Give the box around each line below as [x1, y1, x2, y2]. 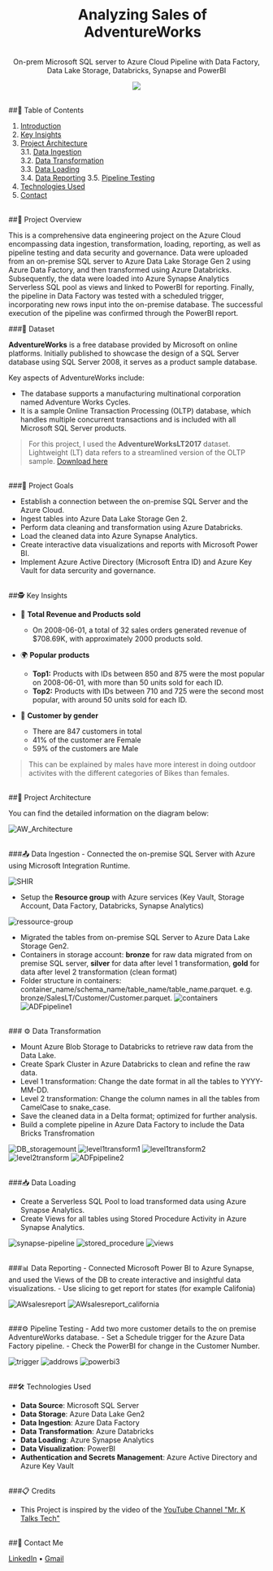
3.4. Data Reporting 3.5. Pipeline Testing [19, 173, 155, 182]
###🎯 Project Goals [8, 480, 74, 490]
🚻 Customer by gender [19, 711, 99, 720]
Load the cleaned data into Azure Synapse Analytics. [19, 531, 197, 540]
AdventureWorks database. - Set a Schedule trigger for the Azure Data [8, 1332, 245, 1341]
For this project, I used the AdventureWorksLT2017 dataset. [28, 439, 231, 449]
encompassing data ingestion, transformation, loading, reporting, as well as [8, 238, 262, 248]
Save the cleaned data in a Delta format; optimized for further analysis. [19, 1110, 258, 1121]
